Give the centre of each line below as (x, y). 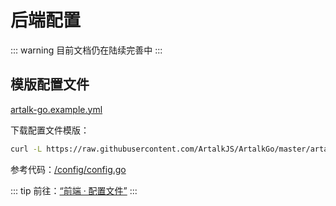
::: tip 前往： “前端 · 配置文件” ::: (74, 190)
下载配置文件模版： (50, 130)
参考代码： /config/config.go (68, 169)
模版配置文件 (50, 84)
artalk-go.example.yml (56, 109)
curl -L (26, 149)
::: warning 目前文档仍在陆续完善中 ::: (86, 50)
